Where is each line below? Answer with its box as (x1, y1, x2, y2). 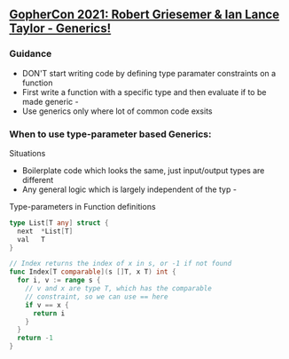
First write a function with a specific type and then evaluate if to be (21, 86, 267, 97)
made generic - (21, 96, 79, 107)
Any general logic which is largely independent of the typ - (21, 184, 238, 195)
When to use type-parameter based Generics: (9, 128, 212, 140)
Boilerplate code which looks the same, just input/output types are (21, 164, 265, 176)
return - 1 (17, 333, 53, 343)
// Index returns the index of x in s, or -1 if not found (9, 259, 232, 268)
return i (32, 308, 66, 318)
